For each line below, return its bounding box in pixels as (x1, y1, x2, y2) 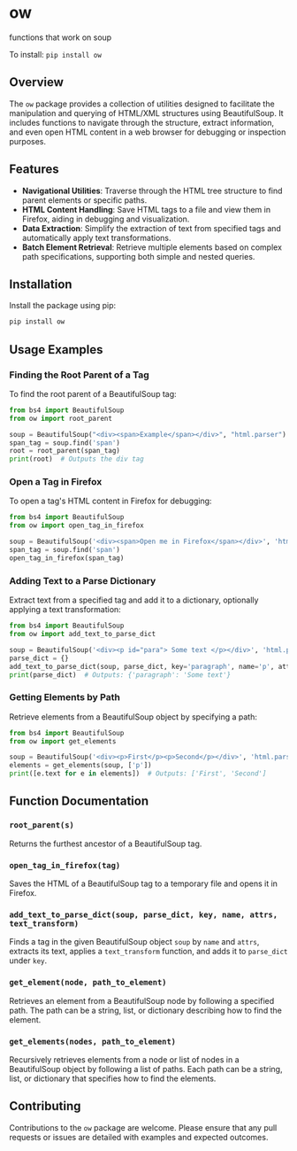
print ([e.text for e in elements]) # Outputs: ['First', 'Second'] (9, 769, 267, 778)
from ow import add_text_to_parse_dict (9, 630, 156, 639)
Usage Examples (9, 342, 103, 357)
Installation (9, 276, 72, 292)
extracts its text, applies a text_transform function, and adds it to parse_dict (9, 946, 289, 957)
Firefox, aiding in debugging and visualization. (21, 214, 190, 224)
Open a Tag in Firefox (9, 476, 103, 488)
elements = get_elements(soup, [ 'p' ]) (9, 761, 152, 770)
